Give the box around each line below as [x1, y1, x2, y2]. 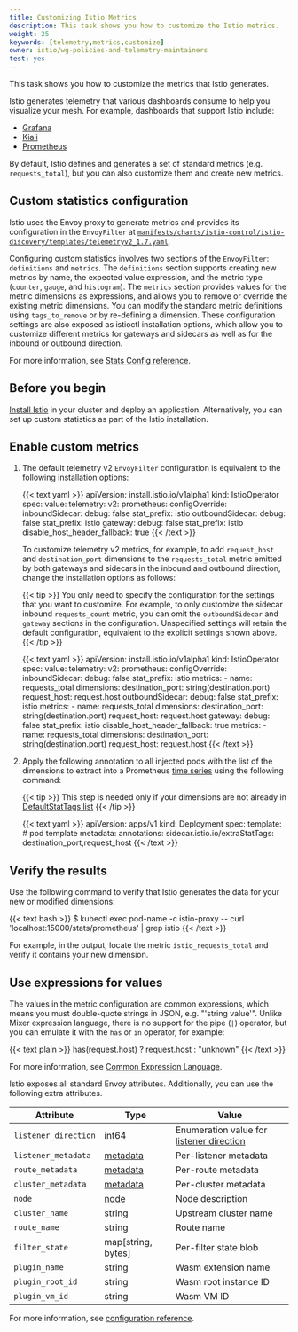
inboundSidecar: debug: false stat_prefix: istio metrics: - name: [21, 673, 253, 684]
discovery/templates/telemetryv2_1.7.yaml [9, 237, 169, 247]
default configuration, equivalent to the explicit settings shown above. [21, 627, 278, 639]
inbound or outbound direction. [9, 338, 123, 349]
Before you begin [9, 380, 106, 396]
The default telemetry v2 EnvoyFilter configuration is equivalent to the [21, 463, 281, 474]
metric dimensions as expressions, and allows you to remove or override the [9, 290, 288, 302]
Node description [175, 1193, 248, 1205]
